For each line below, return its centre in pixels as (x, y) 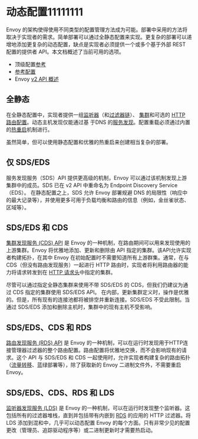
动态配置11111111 (45, 12)
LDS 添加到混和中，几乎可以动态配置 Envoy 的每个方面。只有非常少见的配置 (98, 423)
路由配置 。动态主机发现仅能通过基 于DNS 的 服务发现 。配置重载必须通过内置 (98, 122)
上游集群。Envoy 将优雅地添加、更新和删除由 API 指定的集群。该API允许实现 (99, 250)
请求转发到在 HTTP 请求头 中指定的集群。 (66, 273)
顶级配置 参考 (30, 64)
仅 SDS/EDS (28, 163)
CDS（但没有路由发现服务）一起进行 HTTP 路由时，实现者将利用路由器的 (95, 265)
